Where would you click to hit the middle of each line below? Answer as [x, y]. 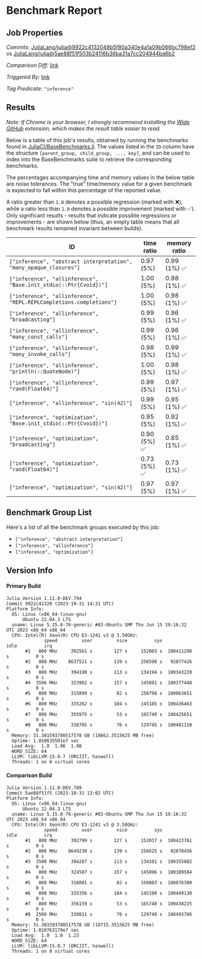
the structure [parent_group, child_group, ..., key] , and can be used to [98, 153]
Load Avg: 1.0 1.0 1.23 [45, 936]
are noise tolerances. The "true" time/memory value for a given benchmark [99, 184]
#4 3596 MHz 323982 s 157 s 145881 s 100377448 [109, 683]
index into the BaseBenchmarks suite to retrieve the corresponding [89, 159]
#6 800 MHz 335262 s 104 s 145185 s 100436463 [109, 704]
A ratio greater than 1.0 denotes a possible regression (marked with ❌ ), [95, 202]
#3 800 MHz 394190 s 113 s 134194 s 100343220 [109, 672]
